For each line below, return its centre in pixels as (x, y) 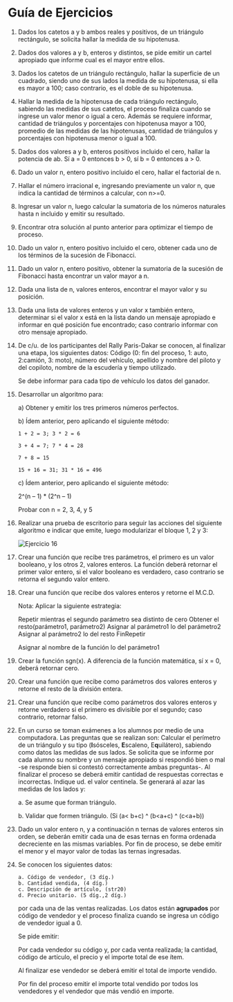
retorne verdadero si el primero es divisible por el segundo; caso (110, 709)
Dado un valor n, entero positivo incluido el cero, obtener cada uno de (117, 247)
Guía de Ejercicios (60, 13)
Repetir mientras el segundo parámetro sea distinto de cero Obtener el (119, 619)
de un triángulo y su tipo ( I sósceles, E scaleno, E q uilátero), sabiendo (114, 745)
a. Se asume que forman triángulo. (67, 802)
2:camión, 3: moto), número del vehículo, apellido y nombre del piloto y (119, 360)
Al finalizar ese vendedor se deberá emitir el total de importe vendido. (117, 970)
